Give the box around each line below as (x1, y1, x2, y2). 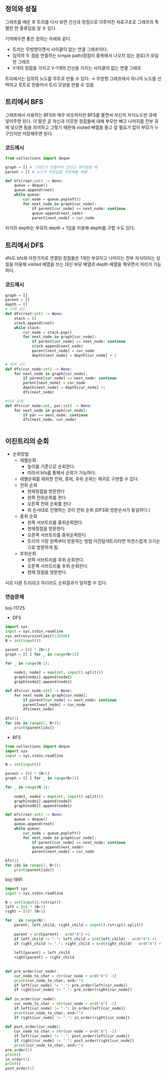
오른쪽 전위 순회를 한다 (27, 501, 72, 507)
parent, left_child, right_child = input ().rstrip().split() (14, 923, 143, 928)
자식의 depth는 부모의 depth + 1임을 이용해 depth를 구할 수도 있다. (5, 225, 135, 231)
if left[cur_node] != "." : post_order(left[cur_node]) (14, 1034, 130, 1039)
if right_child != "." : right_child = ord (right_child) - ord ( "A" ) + (14, 941, 162, 946)
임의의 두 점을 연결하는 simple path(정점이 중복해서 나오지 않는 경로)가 (12, 52, 150, 58)
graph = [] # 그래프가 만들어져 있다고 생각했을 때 (5, 165, 98, 170)
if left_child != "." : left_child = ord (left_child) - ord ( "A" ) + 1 (14, 936, 157, 942)
